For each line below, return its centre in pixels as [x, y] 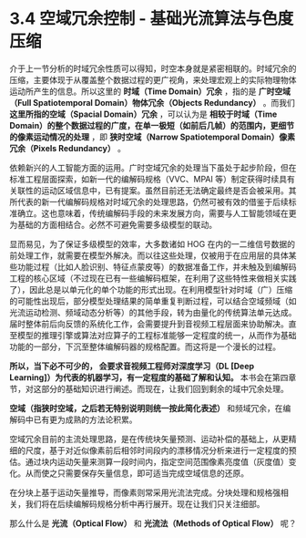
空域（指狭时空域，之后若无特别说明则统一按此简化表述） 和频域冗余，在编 [150, 408]
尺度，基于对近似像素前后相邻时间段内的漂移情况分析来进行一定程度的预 [161, 450]
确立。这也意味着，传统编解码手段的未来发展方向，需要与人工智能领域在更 [157, 213]
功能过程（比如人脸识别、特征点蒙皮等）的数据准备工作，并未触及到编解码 [157, 266]
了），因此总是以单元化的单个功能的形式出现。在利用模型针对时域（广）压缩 [151, 289]
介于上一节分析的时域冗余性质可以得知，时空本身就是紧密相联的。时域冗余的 [153, 68]
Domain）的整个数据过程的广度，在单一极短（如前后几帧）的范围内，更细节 [152, 125]
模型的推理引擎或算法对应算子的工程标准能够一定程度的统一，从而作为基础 [157, 335]
